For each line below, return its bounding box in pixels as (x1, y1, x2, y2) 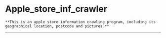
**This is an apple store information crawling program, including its (5, 19, 156, 24)
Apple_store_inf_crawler (5, 3, 108, 15)
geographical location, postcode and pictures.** (5, 23, 110, 29)
